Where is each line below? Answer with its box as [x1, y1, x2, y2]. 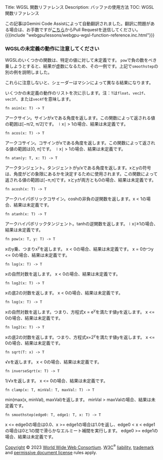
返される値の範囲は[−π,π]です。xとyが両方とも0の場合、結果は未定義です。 [5, 177, 156, 183]
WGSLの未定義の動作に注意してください [5, 45, 100, 52]
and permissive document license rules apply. [5, 449, 97, 455]
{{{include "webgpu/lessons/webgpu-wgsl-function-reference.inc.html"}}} [5, 32, 155, 38]
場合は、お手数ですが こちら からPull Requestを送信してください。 [9, 27, 141, 33]
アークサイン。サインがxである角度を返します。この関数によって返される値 [5, 115, 156, 121]
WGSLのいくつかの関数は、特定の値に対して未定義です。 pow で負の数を [5, 57, 148, 63]
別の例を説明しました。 [5, 70, 52, 75]
